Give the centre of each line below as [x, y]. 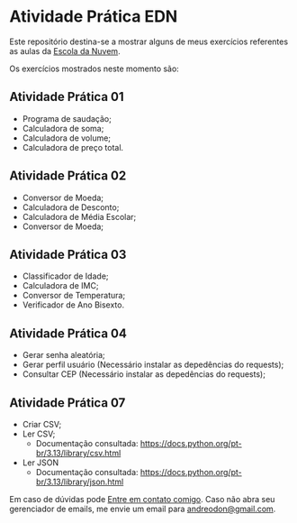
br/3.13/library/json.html [80, 482]
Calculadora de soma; [63, 128]
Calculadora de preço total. [73, 147]
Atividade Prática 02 [68, 176]
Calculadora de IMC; [60, 286]
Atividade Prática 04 [68, 333]
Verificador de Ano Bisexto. [73, 305]
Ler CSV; [39, 434]
